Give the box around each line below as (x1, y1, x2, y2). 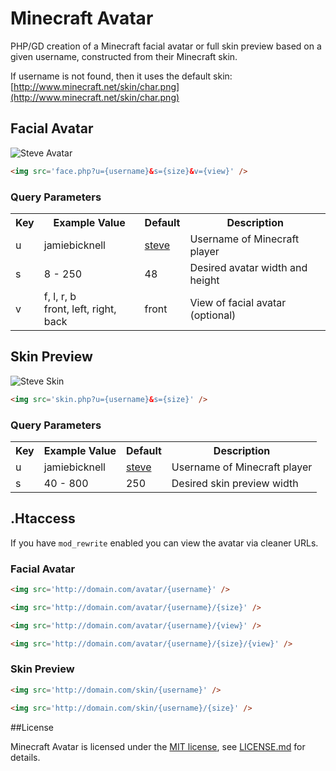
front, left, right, (43, 302, 117, 316)
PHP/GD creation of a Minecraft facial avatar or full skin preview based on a (10, 40, 322, 52)
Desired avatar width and (189, 260, 308, 274)
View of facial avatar (189, 295, 287, 309)
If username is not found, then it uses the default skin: (10, 70, 233, 82)
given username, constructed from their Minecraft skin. (10, 50, 238, 62)
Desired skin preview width (171, 476, 299, 490)
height (189, 273, 220, 287)
